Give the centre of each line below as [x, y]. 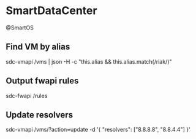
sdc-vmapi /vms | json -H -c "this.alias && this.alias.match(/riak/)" [89, 61]
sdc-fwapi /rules [27, 96]
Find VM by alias [38, 47]
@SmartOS [20, 28]
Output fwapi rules [42, 81]
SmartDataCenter [51, 11]
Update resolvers [40, 115]
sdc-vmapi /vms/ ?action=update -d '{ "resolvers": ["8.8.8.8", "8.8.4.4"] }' [98, 130]
